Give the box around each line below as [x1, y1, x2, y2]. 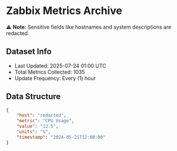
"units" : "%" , [16, 129, 51, 135]
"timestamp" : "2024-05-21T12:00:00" [16, 134, 106, 140]
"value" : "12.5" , [16, 123, 59, 129]
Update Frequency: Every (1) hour [14, 74, 96, 81]
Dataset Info [6, 47, 52, 57]
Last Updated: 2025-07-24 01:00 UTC [14, 62, 106, 69]
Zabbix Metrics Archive [6, 4, 123, 18]
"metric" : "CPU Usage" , [16, 118, 75, 124]
